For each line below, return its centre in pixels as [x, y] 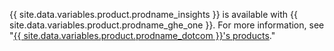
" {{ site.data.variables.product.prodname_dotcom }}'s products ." [142, 35]
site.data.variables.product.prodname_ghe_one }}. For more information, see [167, 25]
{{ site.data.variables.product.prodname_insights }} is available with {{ [153, 14]
